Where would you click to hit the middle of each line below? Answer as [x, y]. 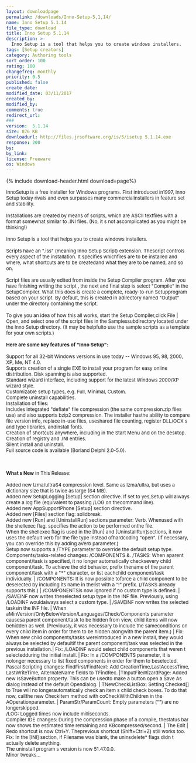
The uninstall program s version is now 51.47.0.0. [61, 749]
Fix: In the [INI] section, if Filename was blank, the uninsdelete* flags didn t [90, 737]
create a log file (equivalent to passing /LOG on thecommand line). [80, 503]
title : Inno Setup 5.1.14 [37, 33]
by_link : [17, 153]
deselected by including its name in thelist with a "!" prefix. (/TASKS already [91, 585]
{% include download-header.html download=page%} [71, 181]
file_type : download [31, 28]
